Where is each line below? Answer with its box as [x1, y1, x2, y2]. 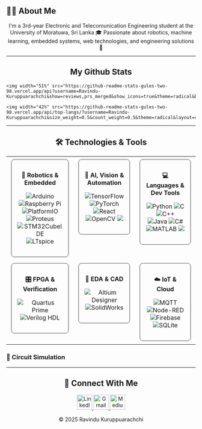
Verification [23, 285, 58, 294]
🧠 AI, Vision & [84, 171, 124, 179]
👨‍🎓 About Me [6, 6, 57, 16]
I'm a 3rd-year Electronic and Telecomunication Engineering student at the [8, 22, 194, 29]
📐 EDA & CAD [85, 275, 124, 283]
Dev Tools [150, 189, 180, 197]
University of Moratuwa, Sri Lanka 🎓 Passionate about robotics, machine [10, 28, 192, 36]
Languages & [146, 181, 185, 190]
